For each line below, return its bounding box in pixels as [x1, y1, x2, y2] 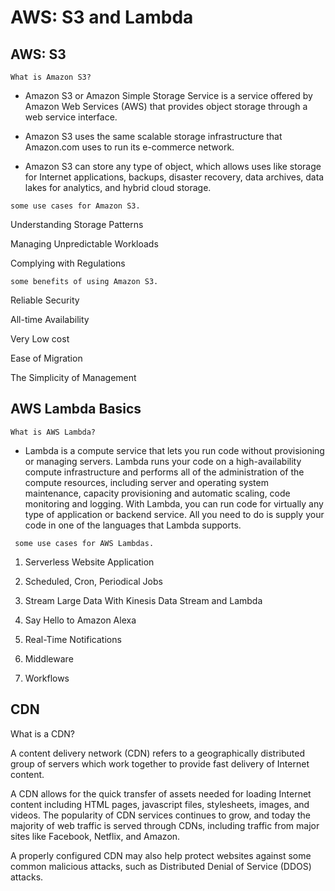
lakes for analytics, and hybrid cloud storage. [24, 182, 212, 193]
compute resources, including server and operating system [24, 476, 269, 488]
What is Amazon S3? [10, 72, 92, 82]
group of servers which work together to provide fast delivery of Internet [10, 757, 310, 770]
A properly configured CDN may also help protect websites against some [10, 849, 312, 861]
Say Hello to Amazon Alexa [24, 614, 137, 626]
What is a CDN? [10, 727, 76, 740]
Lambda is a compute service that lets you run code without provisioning [24, 444, 325, 456]
